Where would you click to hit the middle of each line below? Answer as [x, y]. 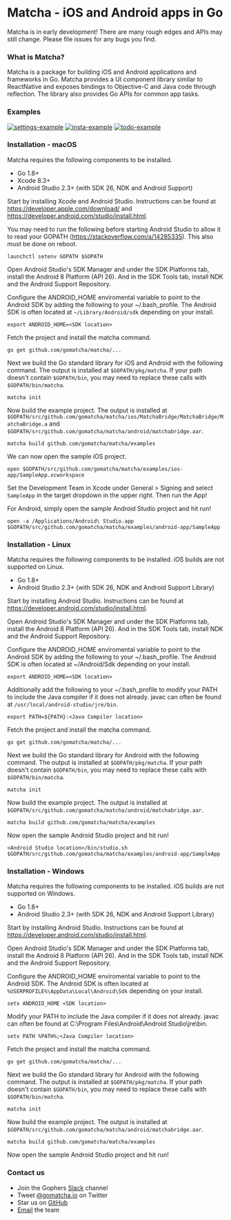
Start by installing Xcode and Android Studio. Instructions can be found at [112, 201]
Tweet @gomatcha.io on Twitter [62, 1195]
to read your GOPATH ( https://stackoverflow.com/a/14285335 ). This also [110, 237]
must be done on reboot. [42, 243]
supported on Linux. [36, 567]
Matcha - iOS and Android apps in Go [115, 13]
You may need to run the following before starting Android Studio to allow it [114, 229]
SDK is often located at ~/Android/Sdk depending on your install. [99, 664]
